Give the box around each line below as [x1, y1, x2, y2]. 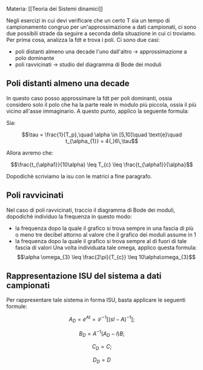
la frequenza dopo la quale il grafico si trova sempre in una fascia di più [15, 224, 194, 232]
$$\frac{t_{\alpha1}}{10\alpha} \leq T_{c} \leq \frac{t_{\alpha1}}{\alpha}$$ [10, 161, 193, 168]
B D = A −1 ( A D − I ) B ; [78, 329, 125, 338]
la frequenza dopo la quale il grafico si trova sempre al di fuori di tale [15, 237, 187, 244]
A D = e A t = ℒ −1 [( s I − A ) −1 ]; [68, 315, 135, 324]
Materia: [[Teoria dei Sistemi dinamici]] [6, 5, 103, 12]
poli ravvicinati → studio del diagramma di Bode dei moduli [15, 61, 162, 68]
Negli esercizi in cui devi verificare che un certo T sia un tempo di [6, 17, 170, 24]
